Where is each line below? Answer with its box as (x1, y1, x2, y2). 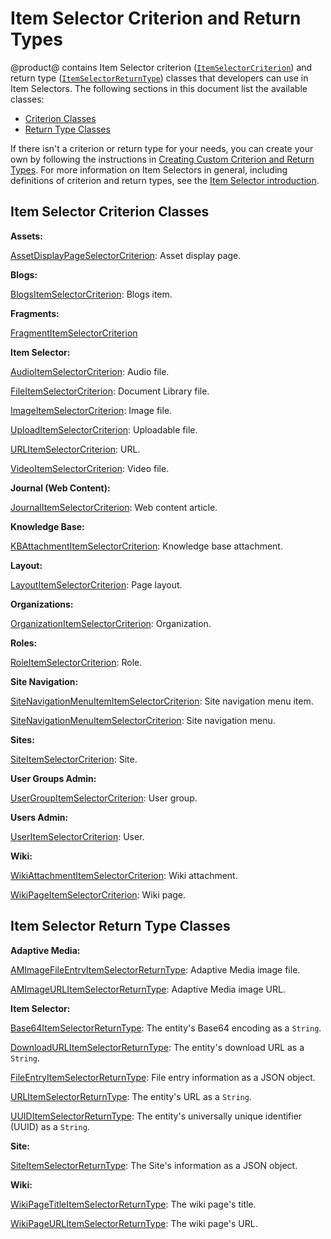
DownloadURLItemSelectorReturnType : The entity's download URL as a (10, 1041, 305, 1053)
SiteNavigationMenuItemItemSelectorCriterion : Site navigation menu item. (10, 695, 314, 707)
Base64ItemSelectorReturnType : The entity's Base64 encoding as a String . (10, 1022, 322, 1034)
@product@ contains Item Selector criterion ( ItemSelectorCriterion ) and (10, 61, 313, 73)
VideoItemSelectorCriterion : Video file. (10, 462, 170, 474)
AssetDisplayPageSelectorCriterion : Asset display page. (10, 249, 242, 261)
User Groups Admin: (10, 772, 97, 784)
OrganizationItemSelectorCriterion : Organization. (10, 617, 212, 629)
